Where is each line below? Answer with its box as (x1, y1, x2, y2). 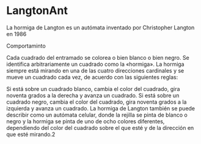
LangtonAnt (6, 4, 68, 18)
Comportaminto (6, 42, 46, 49)
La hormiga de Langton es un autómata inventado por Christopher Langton (6, 24, 195, 31)
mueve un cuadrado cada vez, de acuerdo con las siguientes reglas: (6, 73, 178, 81)
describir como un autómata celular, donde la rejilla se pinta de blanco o (6, 111, 188, 118)
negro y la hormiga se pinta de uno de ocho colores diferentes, (6, 117, 165, 125)
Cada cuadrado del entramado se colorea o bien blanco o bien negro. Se (6, 54, 189, 61)
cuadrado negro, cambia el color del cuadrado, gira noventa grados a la (6, 98, 187, 106)
